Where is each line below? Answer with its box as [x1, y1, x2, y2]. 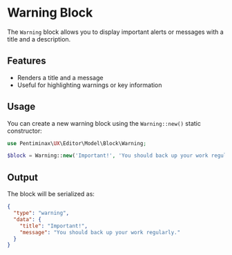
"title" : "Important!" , [19, 223, 88, 229]
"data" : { [13, 216, 41, 223]
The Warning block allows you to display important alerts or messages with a [7, 28, 224, 36]
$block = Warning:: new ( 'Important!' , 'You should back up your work [7, 152, 209, 160]
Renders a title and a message [17, 73, 104, 82]
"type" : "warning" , [13, 209, 70, 216]
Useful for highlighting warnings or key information [17, 81, 162, 89]
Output [7, 171, 38, 183]
